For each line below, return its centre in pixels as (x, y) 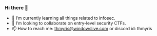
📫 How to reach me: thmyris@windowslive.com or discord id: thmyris (82, 29)
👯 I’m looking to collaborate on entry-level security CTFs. (69, 23)
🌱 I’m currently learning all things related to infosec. (63, 18)
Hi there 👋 (17, 8)
